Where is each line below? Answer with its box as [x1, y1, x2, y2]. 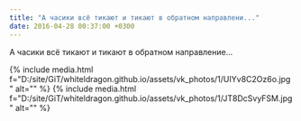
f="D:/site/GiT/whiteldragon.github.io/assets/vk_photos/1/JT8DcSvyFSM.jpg [9, 92, 293, 104]
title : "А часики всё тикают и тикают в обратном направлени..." [9, 13, 260, 23]
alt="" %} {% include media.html [14, 83, 137, 94]
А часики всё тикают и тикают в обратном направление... [9, 46, 233, 57]
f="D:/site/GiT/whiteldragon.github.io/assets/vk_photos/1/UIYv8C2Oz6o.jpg [9, 73, 291, 84]
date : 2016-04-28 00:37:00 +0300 [9, 22, 135, 31]
